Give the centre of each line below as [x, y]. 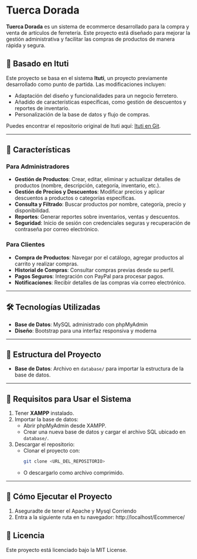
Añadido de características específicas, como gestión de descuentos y [100, 102]
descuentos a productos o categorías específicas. [75, 198]
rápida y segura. [26, 45]
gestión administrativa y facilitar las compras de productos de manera [90, 39]
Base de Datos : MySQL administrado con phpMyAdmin [81, 324]
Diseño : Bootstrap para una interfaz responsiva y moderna [86, 331]
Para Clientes [26, 245]
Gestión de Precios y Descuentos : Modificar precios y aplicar [90, 192]
